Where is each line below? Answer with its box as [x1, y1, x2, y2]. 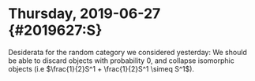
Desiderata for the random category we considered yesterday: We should [8, 47, 247, 57]
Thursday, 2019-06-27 [8, 5, 161, 23]
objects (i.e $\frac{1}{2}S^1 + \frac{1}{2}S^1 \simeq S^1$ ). [8, 64, 195, 73]
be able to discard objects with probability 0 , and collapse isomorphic [8, 56, 234, 65]
